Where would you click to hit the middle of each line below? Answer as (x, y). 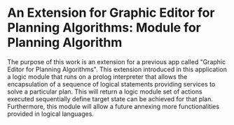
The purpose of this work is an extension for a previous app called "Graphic (117, 61)
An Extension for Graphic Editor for (111, 13)
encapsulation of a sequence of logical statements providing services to (111, 84)
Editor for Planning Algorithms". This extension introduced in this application (117, 69)
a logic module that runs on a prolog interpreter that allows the (97, 76)
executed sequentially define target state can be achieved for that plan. (110, 98)
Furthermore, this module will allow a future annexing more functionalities (113, 106)
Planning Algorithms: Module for (104, 28)
